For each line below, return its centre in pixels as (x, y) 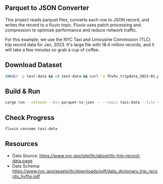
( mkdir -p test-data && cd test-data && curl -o (55, 76)
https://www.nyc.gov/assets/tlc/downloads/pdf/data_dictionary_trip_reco (85, 171)
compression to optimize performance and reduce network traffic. (71, 30)
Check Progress (30, 118)
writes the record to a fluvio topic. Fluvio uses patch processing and (73, 25)
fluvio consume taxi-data (31, 129)
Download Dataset (33, 65)
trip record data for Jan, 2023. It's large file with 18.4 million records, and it (80, 44)
